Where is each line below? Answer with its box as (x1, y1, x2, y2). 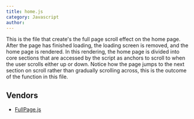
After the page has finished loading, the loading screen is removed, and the (6, 42, 189, 49)
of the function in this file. (6, 73, 69, 80)
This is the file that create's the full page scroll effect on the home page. (6, 36, 181, 43)
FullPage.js (14, 106, 42, 113)
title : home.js (6, 8, 44, 15)
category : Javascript (6, 14, 59, 20)
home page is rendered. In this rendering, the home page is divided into (6, 48, 180, 55)
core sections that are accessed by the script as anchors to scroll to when (6, 54, 185, 62)
